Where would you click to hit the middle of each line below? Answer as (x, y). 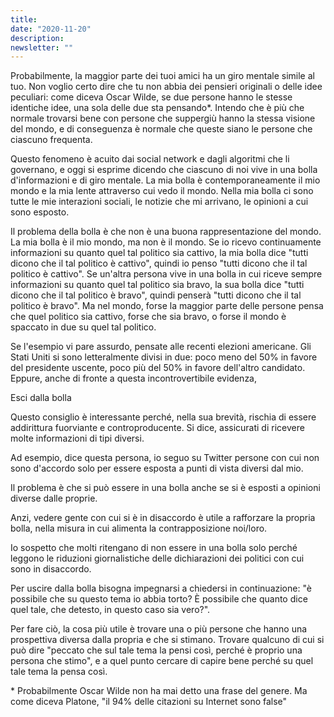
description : (37, 38)
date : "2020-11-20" (51, 29)
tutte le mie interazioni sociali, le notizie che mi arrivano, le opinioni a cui (159, 202)
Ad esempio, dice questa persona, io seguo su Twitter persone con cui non (165, 458)
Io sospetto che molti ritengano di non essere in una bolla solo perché (154, 548)
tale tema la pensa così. (59, 672)
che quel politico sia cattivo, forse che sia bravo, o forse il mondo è (148, 317)
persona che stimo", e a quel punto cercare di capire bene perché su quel (162, 661)
